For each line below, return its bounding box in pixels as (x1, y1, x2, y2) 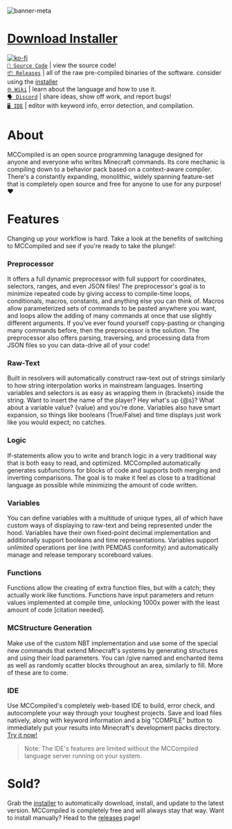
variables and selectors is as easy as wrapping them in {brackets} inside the (7, 389, 225, 397)
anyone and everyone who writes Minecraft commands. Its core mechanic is (7, 157, 225, 166)
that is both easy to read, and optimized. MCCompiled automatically (7, 458, 201, 467)
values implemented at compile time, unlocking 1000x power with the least (7, 598, 220, 607)
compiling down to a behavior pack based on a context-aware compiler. (7, 165, 213, 173)
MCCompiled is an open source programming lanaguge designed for (7, 150, 203, 159)
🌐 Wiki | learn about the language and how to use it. (7, 85, 157, 93)
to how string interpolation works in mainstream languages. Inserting (7, 381, 203, 390)
